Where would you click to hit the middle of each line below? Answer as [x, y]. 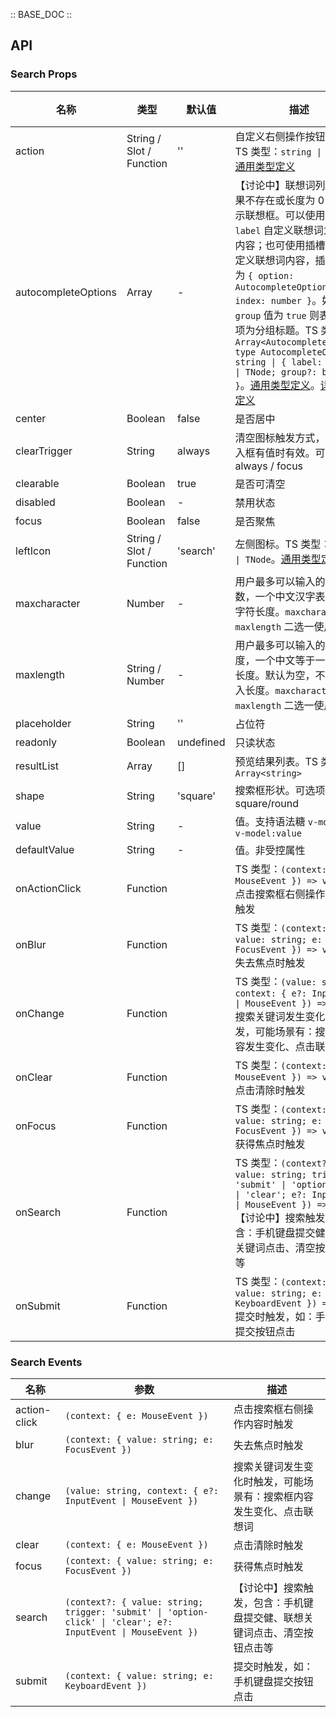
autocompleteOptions [66, 292]
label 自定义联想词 [279, 230]
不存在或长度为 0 [284, 200]
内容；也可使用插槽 [280, 245]
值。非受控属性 [270, 850]
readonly [36, 742]
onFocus [36, 1126]
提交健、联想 [273, 1617]
